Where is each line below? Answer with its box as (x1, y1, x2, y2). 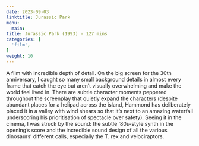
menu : (6, 20, 20, 26)
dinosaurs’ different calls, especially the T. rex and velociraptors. (6, 132, 165, 140)
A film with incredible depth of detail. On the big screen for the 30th (6, 69, 172, 76)
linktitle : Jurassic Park (6, 14, 70, 20)
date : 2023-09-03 (6, 8, 49, 15)
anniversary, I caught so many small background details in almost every (6, 76, 181, 83)
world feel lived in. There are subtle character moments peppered (6, 88, 168, 95)
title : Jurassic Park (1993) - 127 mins (6, 31, 108, 37)
